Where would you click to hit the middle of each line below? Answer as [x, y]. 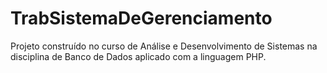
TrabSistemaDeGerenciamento [141, 18]
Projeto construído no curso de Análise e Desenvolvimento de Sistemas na [164, 46]
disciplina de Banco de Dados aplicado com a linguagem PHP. [138, 56]
